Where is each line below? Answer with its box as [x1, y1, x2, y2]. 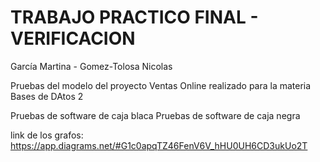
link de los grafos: [10, 129, 84, 141]
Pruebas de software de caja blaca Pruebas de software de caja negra [10, 109, 301, 121]
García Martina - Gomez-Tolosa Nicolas [10, 60, 173, 72]
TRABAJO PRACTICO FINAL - [10, 6, 259, 29]
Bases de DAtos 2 [10, 90, 84, 102]
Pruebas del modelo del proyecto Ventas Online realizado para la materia [10, 79, 312, 91]
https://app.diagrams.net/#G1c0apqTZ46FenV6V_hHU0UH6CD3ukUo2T [10, 139, 308, 151]
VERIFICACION [10, 27, 136, 50]
